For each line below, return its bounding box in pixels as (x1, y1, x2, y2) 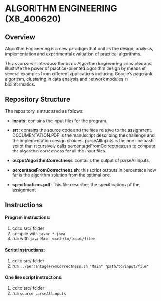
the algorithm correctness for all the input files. (12, 148, 107, 154)
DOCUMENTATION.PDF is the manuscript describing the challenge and (12, 132, 155, 138)
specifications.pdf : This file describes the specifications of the (12, 181, 140, 187)
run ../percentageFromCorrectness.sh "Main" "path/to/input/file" (12, 263, 149, 269)
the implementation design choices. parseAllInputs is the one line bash (12, 137, 154, 143)
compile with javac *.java (12, 231, 66, 236)
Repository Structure (5, 95, 71, 104)
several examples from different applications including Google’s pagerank (5, 71, 153, 76)
